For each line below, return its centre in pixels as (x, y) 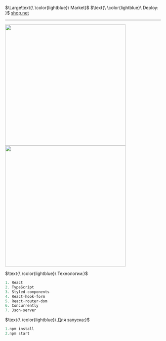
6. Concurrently (22, 306)
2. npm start (17, 334)
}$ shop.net (17, 13)
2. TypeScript (20, 287)
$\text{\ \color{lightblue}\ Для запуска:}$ (47, 320)
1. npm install (20, 329)
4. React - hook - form (25, 296)
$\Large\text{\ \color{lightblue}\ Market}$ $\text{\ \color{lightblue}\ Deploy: (82, 8)
